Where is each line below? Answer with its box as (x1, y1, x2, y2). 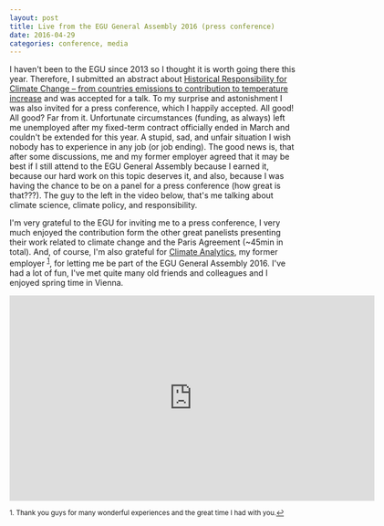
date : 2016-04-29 (9, 30, 76, 39)
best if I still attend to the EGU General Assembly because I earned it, (9, 161, 269, 172)
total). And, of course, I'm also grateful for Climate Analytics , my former (9, 247, 278, 258)
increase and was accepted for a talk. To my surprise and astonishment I (9, 93, 283, 104)
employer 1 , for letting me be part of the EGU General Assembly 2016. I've (9, 257, 285, 268)
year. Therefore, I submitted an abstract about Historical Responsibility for (9, 74, 287, 85)
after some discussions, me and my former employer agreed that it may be (9, 152, 290, 163)
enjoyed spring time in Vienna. (9, 277, 124, 288)
